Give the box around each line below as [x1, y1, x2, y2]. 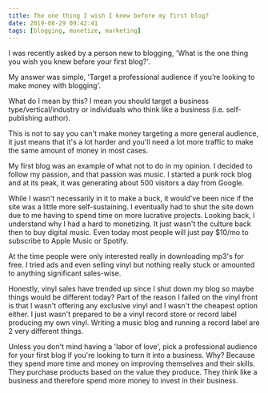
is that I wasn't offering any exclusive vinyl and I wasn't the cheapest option [8, 301, 258, 311]
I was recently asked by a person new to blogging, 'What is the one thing [8, 49, 249, 58]
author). [44, 113, 70, 123]
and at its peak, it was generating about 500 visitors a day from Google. [8, 178, 245, 188]
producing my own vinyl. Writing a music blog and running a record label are [8, 318, 260, 327]
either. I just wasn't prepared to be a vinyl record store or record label [8, 309, 238, 320]
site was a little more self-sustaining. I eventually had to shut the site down [8, 202, 254, 212]
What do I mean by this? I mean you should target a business [8, 97, 210, 106]
